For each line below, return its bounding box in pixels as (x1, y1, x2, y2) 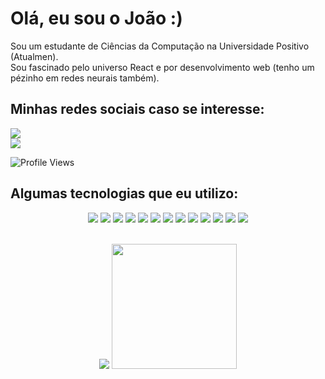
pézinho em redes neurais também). (10, 72, 160, 84)
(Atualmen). (10, 50, 59, 62)
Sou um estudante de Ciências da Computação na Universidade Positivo (10, 40, 310, 52)
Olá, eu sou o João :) (10, 7, 183, 30)
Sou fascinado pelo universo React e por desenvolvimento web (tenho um (10, 61, 315, 73)
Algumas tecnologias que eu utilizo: (10, 185, 239, 202)
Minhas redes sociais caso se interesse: (10, 101, 265, 118)
